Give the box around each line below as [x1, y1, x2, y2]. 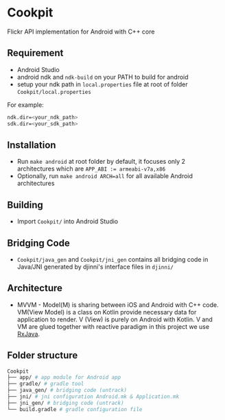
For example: [7, 101, 45, 109]
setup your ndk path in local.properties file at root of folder [16, 80, 188, 88]
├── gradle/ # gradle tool [7, 380, 84, 388]
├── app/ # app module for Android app [7, 374, 121, 381]
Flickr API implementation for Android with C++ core [7, 27, 155, 36]
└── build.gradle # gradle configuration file [7, 406, 143, 412]
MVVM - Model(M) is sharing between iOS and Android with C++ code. [16, 300, 219, 309]
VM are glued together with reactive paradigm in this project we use [16, 322, 210, 330]
